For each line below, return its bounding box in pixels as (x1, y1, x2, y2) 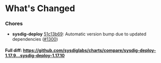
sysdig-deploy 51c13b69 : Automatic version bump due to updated (12, 31, 147, 37)
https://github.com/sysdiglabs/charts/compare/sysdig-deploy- (23, 47, 156, 53)
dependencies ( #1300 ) (12, 36, 58, 42)
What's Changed (5, 3, 75, 14)
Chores (5, 20, 23, 27)
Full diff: (5, 47, 23, 53)
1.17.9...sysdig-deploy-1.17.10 (5, 53, 65, 59)
